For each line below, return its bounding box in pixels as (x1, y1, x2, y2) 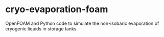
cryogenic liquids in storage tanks (5, 25, 77, 31)
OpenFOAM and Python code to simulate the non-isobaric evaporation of (5, 20, 159, 26)
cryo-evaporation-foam (5, 4, 108, 15)
